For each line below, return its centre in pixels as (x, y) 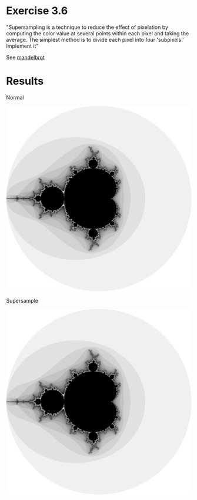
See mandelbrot (26, 57)
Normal (15, 97)
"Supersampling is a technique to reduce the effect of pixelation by (87, 27)
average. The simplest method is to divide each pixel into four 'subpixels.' (95, 39)
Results (25, 81)
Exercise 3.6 (37, 11)
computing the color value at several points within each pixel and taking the (98, 33)
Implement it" (22, 46)
